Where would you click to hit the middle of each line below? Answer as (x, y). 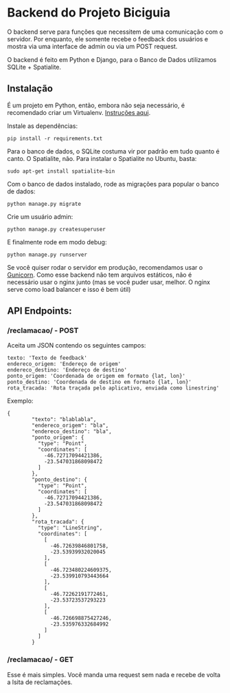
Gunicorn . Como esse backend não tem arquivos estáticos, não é (100, 275)
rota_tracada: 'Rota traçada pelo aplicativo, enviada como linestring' (113, 388)
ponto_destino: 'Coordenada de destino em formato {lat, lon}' (100, 382)
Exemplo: (20, 401)
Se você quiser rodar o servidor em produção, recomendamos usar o (105, 267)
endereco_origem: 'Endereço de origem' (64, 364)
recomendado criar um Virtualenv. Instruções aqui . (79, 112)
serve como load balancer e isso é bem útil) (69, 289)
